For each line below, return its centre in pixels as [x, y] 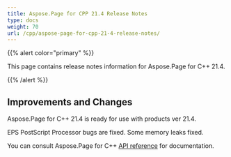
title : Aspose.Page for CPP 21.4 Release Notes [78, 14]
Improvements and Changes [70, 102]
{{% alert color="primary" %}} [51, 53]
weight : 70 [23, 27]
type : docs [23, 20]
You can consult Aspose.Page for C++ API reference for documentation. [111, 146]
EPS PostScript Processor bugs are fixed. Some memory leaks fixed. [105, 133]
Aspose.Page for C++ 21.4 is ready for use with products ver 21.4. [102, 119]
